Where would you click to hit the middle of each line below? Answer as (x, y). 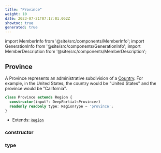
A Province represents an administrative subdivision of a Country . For (74, 78)
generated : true (21, 28)
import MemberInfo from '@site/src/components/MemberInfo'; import (75, 41)
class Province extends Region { (39, 97)
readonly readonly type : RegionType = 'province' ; (61, 106)
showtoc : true (19, 23)
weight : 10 (16, 14)
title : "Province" (23, 9)
